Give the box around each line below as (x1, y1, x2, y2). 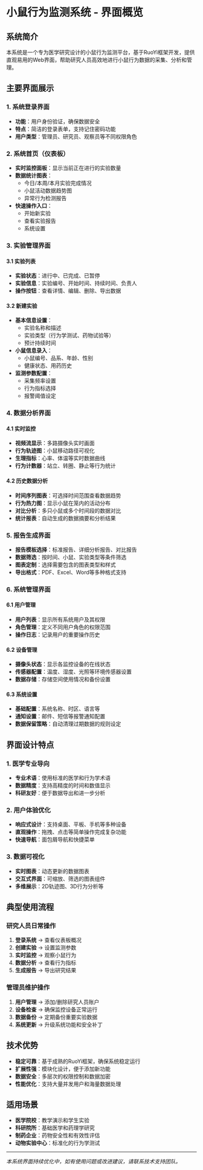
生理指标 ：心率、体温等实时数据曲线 (14, 455, 106, 462)
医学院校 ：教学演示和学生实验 (14, 1117, 89, 1124)
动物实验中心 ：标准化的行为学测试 (14, 1139, 100, 1146)
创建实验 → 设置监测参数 (14, 944, 77, 951)
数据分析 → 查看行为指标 (14, 959, 77, 966)
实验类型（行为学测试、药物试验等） (24, 332, 115, 339)
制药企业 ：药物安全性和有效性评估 (14, 1132, 100, 1139)
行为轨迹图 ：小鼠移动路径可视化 (14, 447, 95, 454)
